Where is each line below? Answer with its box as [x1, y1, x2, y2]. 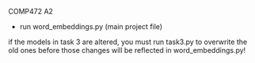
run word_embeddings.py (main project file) [19, 22, 163, 31]
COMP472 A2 [8, 7, 54, 16]
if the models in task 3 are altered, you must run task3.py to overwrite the [8, 37, 248, 46]
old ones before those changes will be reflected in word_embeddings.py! [8, 46, 246, 54]
